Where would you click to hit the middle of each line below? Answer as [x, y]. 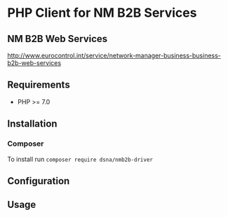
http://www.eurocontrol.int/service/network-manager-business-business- [114, 55]
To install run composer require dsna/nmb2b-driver [80, 159]
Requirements [39, 85]
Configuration [39, 181]
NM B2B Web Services [58, 39]
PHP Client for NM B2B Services [102, 13]
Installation [32, 124]
